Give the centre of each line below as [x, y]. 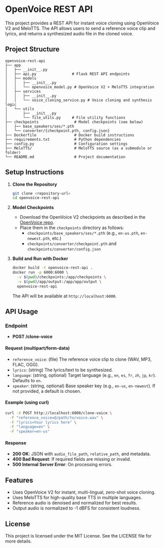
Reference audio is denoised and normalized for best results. [75, 503]
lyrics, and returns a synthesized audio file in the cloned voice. [69, 33]
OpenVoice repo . [37, 223]
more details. [19, 541]
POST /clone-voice [33, 337]
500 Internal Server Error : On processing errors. [62, 465]
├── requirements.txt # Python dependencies [63, 139]
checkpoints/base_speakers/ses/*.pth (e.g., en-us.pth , [83, 233]
